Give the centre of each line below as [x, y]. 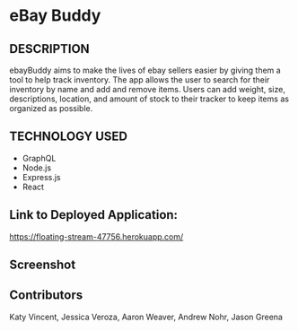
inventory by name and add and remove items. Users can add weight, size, [147, 89]
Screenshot [43, 265]
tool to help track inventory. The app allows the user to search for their [140, 80]
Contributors [46, 296]
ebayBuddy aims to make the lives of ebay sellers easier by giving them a [145, 70]
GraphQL [39, 158]
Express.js [41, 177]
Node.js [37, 168]
